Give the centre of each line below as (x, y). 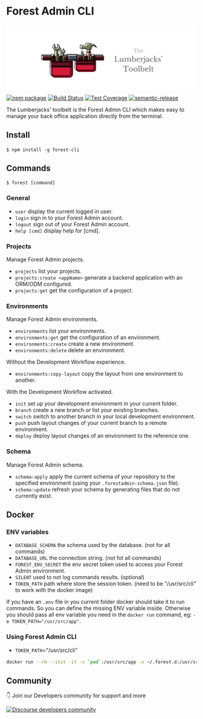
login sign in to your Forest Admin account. (69, 218)
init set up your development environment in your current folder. (96, 404)
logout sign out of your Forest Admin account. (72, 224)
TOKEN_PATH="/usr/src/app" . (47, 621)
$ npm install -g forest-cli (43, 149)
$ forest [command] (31, 183)
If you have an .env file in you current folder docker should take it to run (95, 602)
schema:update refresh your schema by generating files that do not (97, 489)
